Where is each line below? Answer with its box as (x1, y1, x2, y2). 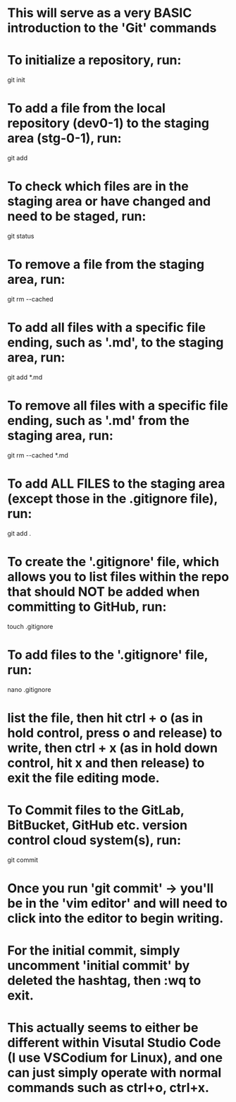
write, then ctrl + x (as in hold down (7, 740, 218, 756)
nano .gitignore (7, 685, 51, 693)
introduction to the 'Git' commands (7, 20, 217, 36)
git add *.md (7, 373, 43, 381)
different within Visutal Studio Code (7, 1035, 221, 1051)
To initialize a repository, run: (7, 52, 182, 68)
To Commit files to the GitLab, (7, 803, 185, 818)
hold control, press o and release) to (7, 725, 223, 741)
